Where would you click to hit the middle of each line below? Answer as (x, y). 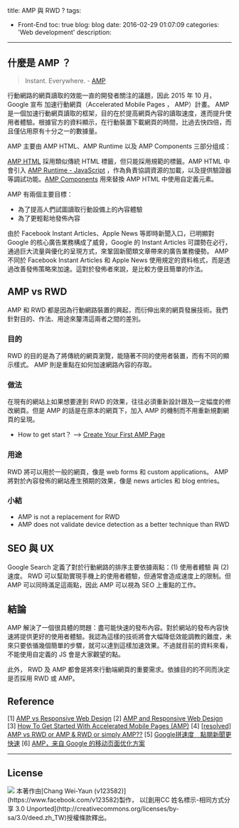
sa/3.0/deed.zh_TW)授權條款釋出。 (59, 818)
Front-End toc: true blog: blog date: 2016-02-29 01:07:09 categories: (118, 25)
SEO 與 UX (31, 549)
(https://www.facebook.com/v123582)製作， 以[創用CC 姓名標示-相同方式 (116, 800)
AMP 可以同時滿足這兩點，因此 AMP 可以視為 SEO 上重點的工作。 (104, 585)
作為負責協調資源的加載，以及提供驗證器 (172, 170)
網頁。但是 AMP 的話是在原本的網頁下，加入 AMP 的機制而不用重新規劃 (118, 411)
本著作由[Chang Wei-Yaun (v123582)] (71, 791)
